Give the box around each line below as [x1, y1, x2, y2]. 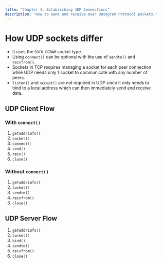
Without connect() [5, 168, 49, 175]
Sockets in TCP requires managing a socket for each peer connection [12, 64, 152, 70]
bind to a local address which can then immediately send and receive [12, 85, 151, 91]
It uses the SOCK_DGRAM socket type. [12, 49, 83, 55]
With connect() [5, 119, 41, 126]
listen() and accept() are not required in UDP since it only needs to [12, 80, 149, 86]
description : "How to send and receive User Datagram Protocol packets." [5, 12, 158, 17]
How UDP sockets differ [5, 33, 103, 44]
